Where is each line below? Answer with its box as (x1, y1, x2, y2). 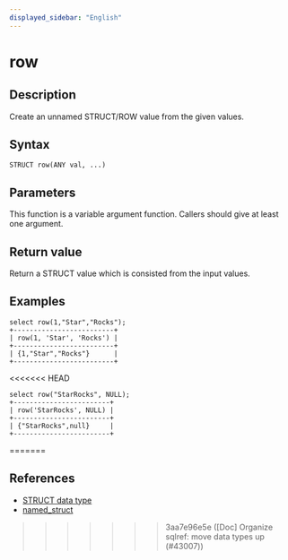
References (9, 471, 75, 487)
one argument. (9, 219, 64, 229)
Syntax (9, 137, 50, 152)
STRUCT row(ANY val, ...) (9, 160, 106, 170)
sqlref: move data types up (165, 530, 265, 542)
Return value (9, 244, 83, 260)
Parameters (9, 185, 76, 200)
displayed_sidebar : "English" (9, 13, 123, 22)
